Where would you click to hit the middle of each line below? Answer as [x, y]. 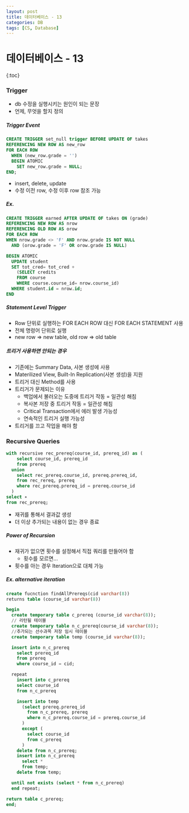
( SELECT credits [37, 272]
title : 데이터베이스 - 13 [34, 17]
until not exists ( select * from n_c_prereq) [68, 783]
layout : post [22, 11]
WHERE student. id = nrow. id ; [47, 289]
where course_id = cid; [46, 664]
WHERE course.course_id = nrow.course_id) [68, 283]
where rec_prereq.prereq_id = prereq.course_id [76, 486]
